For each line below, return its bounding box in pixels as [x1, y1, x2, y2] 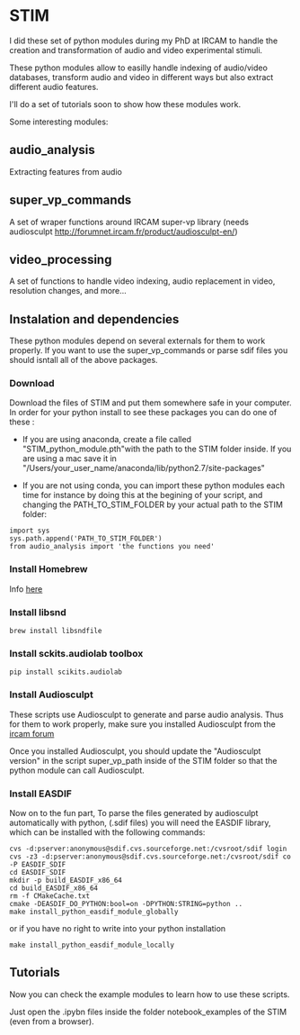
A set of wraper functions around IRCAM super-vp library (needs [9, 216, 250, 227]
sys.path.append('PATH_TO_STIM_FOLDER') [9, 534, 163, 543]
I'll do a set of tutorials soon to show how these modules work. [9, 98, 241, 109]
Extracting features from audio [9, 166, 123, 177]
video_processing [9, 251, 112, 267]
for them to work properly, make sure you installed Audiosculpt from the [9, 718, 276, 730]
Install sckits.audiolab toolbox [9, 648, 144, 659]
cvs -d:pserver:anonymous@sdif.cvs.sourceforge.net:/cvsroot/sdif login [9, 844, 287, 853]
